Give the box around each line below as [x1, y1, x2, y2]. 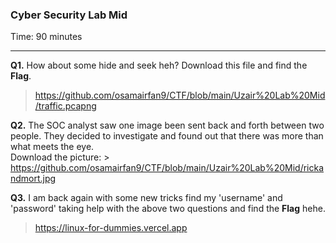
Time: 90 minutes [10, 31, 83, 43]
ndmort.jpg [10, 173, 57, 185]
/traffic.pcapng [34, 100, 97, 112]
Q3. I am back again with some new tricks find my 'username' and [10, 192, 283, 204]
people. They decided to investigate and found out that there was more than [10, 130, 324, 142]
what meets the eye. [10, 141, 95, 153]
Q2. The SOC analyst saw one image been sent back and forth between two [10, 119, 325, 132]
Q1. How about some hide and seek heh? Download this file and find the [10, 59, 308, 72]
